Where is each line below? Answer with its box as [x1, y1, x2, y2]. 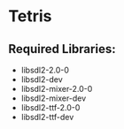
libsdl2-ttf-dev [20, 112, 74, 122]
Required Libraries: [8, 42, 116, 57]
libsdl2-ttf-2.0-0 [20, 102, 81, 112]
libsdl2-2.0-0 [20, 64, 70, 75]
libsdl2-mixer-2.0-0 [20, 84, 93, 94]
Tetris [8, 6, 52, 27]
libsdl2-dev [20, 74, 63, 85]
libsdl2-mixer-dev [20, 93, 87, 103]
